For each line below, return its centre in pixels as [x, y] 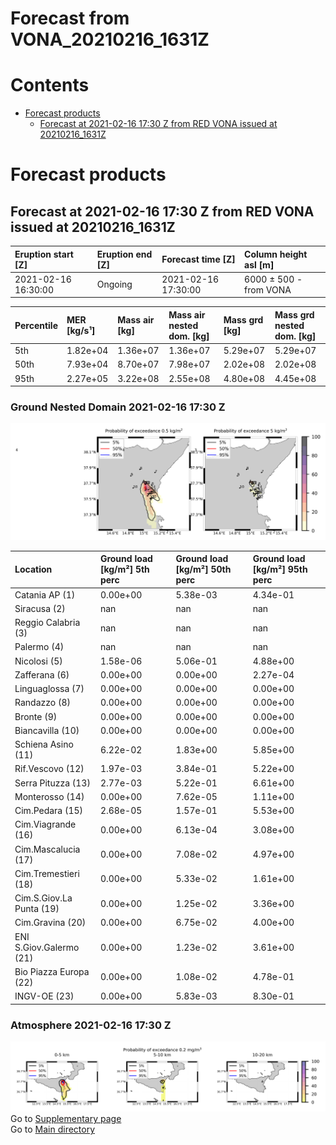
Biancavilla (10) [47, 730]
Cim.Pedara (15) [49, 811]
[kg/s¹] [81, 331]
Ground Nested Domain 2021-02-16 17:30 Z [118, 407]
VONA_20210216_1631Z [110, 39]
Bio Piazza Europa [52, 971]
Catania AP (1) [45, 594]
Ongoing [114, 284]
